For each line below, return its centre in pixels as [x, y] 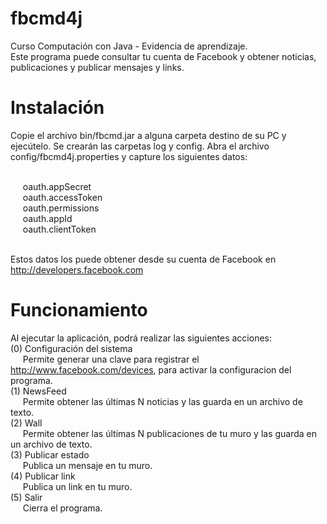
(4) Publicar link [43, 476]
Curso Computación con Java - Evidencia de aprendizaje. [129, 46]
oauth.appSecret [57, 186]
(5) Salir [26, 497]
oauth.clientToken [59, 229]
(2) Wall [26, 423]
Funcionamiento [79, 310]
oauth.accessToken [62, 197]
